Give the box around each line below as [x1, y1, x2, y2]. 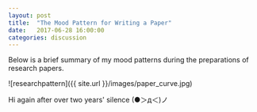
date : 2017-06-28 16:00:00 [8, 26, 105, 34]
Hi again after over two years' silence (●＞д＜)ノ [8, 95, 169, 105]
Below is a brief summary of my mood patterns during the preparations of [8, 55, 249, 65]
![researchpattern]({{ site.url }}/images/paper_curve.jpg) [8, 79, 193, 88]
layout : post [8, 11, 52, 20]
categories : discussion [8, 33, 87, 42]
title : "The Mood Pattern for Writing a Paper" [8, 19, 172, 27]
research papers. [8, 64, 64, 73]
